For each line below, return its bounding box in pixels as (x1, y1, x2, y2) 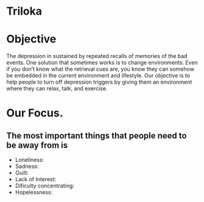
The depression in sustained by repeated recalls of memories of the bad (6, 52, 188, 60)
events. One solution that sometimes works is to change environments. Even (6, 59, 198, 67)
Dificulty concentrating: (15, 182, 75, 190)
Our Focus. (6, 106, 63, 120)
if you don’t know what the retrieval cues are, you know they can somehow (6, 65, 195, 73)
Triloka (6, 4, 43, 18)
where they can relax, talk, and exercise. (6, 85, 108, 92)
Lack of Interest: (15, 176, 57, 183)
